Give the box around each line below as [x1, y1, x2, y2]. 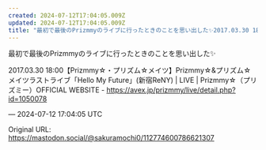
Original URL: [8, 125, 51, 134]
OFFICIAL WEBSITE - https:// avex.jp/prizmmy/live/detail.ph [35, 85, 228, 95]
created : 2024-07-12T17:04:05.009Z [8, 11, 126, 20]
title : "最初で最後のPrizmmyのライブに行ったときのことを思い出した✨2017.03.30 [8, 26, 249, 34]
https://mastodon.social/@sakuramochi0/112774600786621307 [8, 133, 215, 143]
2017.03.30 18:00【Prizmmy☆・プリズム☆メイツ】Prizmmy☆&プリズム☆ [8, 66, 252, 75]
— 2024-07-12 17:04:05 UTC [8, 110, 103, 119]
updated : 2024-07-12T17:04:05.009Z [8, 19, 126, 27]
